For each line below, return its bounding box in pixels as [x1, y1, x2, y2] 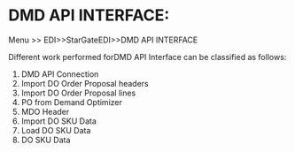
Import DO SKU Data [20, 116, 97, 126]
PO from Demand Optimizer [20, 96, 123, 107]
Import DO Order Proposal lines [20, 87, 136, 98]
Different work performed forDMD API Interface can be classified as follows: [8, 51, 287, 62]
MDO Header [20, 106, 70, 117]
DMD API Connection [20, 68, 99, 80]
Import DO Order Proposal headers [20, 78, 149, 88]
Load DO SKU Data [20, 125, 91, 135]
